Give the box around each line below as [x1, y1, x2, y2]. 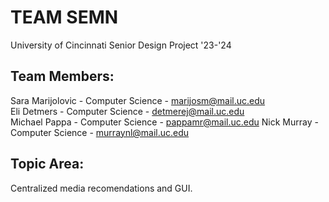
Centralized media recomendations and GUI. [10, 182, 193, 194]
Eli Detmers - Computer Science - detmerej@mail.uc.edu [10, 105, 245, 117]
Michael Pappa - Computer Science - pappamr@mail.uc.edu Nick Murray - [10, 116, 319, 128]
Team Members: [10, 68, 115, 85]
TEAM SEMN [10, 6, 119, 29]
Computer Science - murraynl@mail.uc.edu [10, 126, 190, 138]
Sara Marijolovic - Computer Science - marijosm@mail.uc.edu [10, 94, 266, 106]
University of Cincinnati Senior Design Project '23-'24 [10, 39, 232, 51]
